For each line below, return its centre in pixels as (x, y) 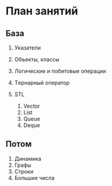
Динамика (28, 158)
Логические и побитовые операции (60, 71)
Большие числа (34, 178)
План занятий (42, 11)
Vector (32, 106)
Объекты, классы (37, 59)
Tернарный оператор (42, 83)
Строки (24, 171)
